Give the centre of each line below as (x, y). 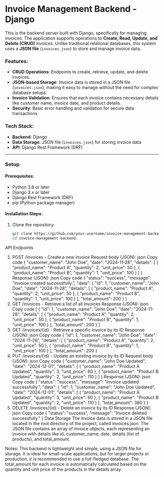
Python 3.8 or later (31, 187)
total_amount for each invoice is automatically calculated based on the (76, 464)
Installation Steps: (24, 214)
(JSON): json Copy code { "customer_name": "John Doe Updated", (79, 361)
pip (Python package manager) (43, 203)
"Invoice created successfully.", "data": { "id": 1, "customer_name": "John (86, 283)
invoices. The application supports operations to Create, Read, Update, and (81, 38)
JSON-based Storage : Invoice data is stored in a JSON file (71, 82)
